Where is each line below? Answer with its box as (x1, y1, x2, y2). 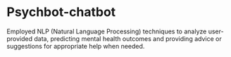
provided (6, 34, 33, 42)
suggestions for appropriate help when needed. (6, 42, 145, 50)
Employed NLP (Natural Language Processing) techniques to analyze (6, 27, 207, 35)
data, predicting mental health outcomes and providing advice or (34, 34, 223, 42)
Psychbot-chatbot (6, 4, 116, 20)
